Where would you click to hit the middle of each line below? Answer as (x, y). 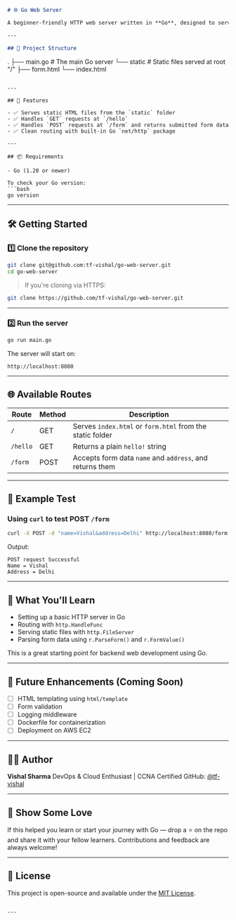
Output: (18, 547)
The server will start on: (41, 353)
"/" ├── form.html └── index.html (57, 69)
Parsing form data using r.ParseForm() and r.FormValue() (101, 640)
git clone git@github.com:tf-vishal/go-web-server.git (89, 265)
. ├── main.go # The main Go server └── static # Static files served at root (117, 61)
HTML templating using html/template (73, 698)
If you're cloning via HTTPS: (65, 285)
